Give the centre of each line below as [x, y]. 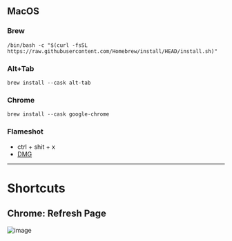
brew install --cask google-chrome [58, 114]
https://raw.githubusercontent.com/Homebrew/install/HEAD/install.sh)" [112, 51]
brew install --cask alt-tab [49, 83]
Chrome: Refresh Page [57, 214]
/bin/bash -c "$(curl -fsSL [48, 45]
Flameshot [25, 132]
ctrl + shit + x [36, 147]
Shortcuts [36, 188]
